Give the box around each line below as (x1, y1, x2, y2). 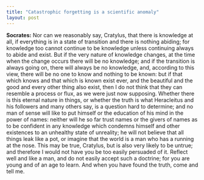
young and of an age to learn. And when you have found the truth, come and (6, 161, 199, 168)
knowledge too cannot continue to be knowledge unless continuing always (6, 44, 194, 52)
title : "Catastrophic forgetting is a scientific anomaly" (6, 9, 160, 15)
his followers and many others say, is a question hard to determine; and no (6, 103, 194, 110)
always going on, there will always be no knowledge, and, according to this (6, 63, 195, 71)
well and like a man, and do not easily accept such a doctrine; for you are (6, 154, 190, 162)
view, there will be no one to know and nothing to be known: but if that (6, 70, 183, 77)
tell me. (6, 167, 25, 175)
